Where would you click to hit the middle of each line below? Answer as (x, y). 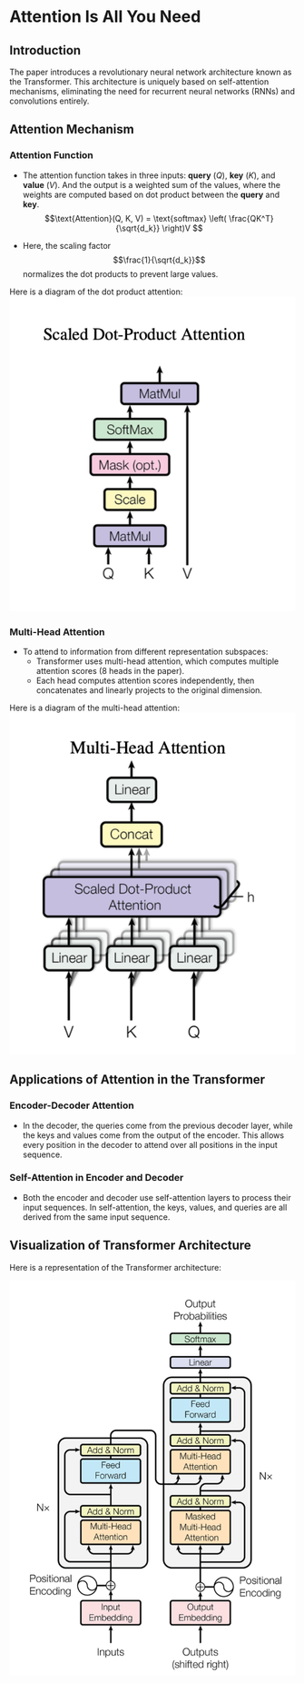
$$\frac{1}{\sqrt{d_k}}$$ (159, 260)
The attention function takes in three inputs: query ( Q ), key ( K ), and (149, 175)
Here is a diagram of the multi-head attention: (94, 708)
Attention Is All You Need (105, 17)
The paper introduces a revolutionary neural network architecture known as (151, 72)
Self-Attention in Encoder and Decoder (97, 1178)
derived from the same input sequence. (96, 1217)
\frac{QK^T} (251, 218)
